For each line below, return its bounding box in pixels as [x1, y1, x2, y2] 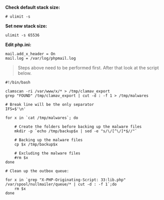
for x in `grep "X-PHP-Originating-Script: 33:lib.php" [5, 177, 126, 182]
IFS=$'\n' [5, 106, 26, 111]
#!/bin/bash [5, 80, 30, 85]
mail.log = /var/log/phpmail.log [5, 56, 76, 61]
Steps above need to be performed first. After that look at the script [17, 65, 159, 70]
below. [17, 70, 32, 76]
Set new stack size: [5, 23, 47, 29]
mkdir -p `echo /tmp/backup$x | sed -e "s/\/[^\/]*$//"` [14, 129, 138, 134]
